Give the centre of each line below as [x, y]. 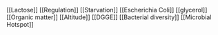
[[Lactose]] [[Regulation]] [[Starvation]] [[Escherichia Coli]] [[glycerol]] [107, 10]
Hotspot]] [20, 24]
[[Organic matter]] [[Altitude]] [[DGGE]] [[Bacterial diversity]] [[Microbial [109, 17]
